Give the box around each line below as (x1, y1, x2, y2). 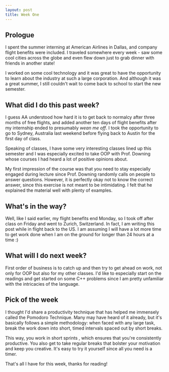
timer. (5, 351, 17, 357)
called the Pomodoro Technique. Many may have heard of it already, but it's (5, 314, 162, 321)
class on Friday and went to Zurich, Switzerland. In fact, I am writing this (5, 221, 155, 227)
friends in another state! (5, 60, 55, 66)
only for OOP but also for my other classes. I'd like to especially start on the (5, 270, 162, 276)
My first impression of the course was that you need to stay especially (5, 166, 151, 172)
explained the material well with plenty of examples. (5, 187, 113, 193)
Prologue (5, 31, 34, 39)
